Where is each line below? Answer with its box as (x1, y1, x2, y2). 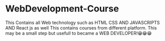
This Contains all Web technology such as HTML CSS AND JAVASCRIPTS (5, 19, 160, 25)
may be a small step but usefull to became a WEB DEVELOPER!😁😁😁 (5, 30, 152, 36)
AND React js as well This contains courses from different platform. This (5, 24, 157, 30)
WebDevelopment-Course (5, 3, 119, 14)
